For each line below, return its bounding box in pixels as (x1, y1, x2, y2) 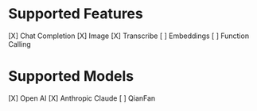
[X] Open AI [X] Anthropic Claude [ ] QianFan (8, 93, 156, 103)
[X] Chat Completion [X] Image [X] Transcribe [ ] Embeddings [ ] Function (8, 31, 249, 40)
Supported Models (8, 67, 134, 86)
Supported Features (8, 5, 143, 23)
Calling (8, 39, 32, 48)
